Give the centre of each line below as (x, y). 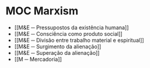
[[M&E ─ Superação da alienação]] (57, 52)
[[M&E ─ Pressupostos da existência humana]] (71, 27)
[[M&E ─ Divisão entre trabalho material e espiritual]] (79, 40)
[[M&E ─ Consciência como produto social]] (68, 33)
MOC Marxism (42, 11)
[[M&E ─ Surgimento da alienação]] (58, 47)
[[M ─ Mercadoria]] (38, 59)
